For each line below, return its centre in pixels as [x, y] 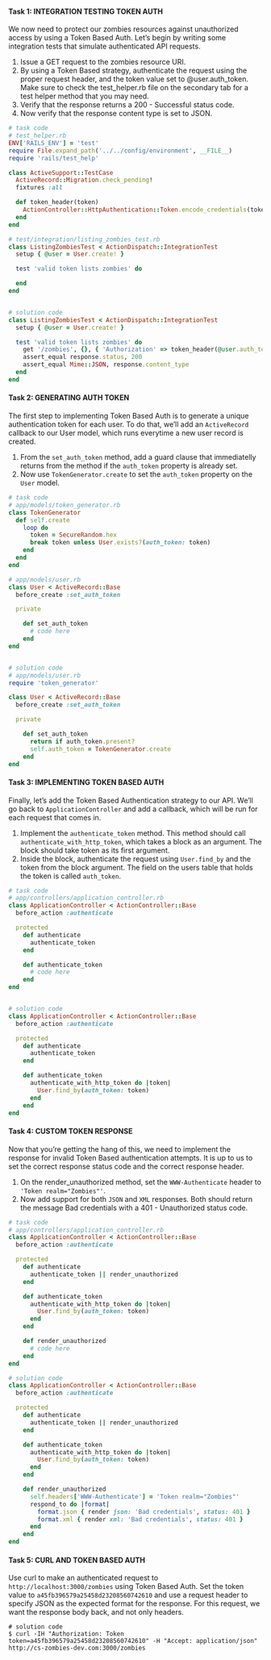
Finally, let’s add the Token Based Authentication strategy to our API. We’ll [131, 800]
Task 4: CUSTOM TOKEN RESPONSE [71, 1131]
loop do [35, 528]
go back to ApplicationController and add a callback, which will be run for [133, 809]
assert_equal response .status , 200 [83, 357]
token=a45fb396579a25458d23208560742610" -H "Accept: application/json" [133, 1641]
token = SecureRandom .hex [73, 535]
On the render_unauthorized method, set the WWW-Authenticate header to [141, 1182]
